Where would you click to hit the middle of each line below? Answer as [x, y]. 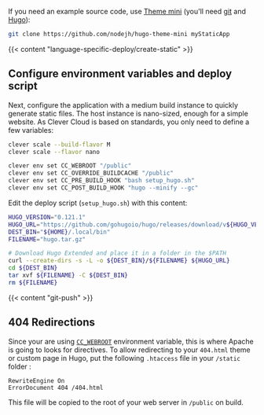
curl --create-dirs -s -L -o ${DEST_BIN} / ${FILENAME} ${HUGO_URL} [119, 261]
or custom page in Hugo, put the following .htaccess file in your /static [125, 358]
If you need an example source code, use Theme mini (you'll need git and [127, 11]
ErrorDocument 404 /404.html [56, 387]
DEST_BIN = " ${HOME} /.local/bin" [59, 232]
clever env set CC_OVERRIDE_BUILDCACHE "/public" [91, 173]
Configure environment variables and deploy [120, 74]
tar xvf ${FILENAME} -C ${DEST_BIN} [68, 275]
